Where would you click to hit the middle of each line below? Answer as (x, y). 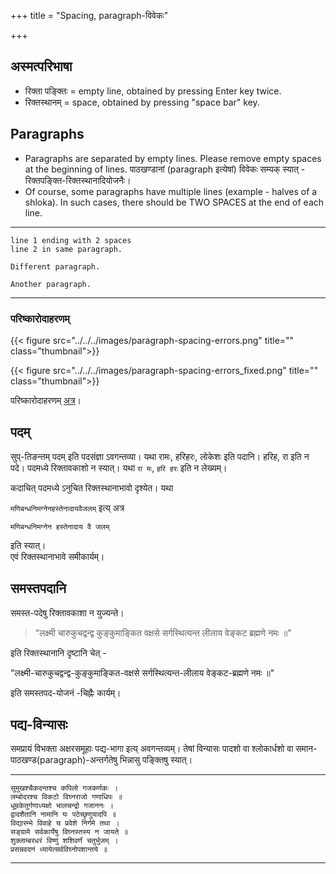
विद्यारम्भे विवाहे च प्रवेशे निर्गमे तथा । (65, 823)
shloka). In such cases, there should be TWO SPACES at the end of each (174, 202)
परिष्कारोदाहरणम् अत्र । (46, 400)
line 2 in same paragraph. (66, 249)
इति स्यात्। (28, 545)
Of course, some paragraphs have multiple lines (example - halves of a (171, 191)
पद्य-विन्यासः (39, 724)
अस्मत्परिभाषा (41, 66)
